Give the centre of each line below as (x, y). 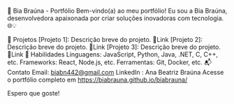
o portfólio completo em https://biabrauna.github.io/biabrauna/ (97, 80)
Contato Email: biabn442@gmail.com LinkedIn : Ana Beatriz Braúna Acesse (116, 72)
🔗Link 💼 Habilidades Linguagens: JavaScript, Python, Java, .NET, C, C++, (113, 54)
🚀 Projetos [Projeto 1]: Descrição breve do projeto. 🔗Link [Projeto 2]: (105, 39)
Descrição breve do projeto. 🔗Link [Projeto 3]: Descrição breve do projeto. (114, 47)
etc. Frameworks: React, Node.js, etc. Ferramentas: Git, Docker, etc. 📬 (109, 62)
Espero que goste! (34, 93)
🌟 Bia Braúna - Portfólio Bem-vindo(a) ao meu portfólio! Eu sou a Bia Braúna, (117, 11)
